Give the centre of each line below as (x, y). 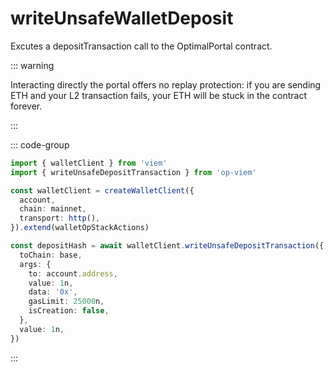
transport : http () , (60, 218)
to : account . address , (73, 273)
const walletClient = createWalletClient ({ (102, 190)
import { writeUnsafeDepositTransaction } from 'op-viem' (133, 172)
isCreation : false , (69, 311)
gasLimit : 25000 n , (66, 302)
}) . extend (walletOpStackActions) (80, 228)
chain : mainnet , (53, 209)
